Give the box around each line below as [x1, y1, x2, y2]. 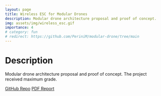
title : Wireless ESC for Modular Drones [5, 12, 88, 16]
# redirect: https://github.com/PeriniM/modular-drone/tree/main [5, 34, 139, 39]
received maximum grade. [5, 76, 57, 82]
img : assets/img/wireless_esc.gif [5, 20, 75, 26]
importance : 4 [5, 25, 34, 30]
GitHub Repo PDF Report [5, 85, 55, 91]
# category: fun [5, 30, 38, 34]
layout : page [5, 7, 31, 12]
